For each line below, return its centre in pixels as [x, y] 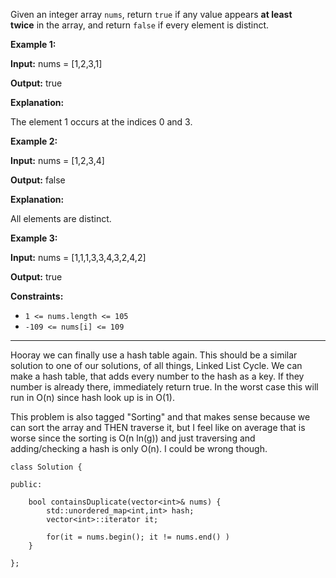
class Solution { [46, 467]
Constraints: [37, 296]
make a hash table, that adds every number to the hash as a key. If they [157, 376]
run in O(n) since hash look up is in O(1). [92, 397]
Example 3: [34, 238]
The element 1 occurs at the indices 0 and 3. [101, 122]
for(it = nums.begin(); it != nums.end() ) [138, 537]
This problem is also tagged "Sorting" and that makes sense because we [160, 417]
